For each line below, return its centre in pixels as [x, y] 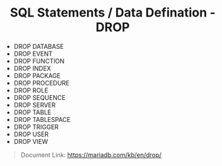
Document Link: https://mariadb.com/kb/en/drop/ [91, 155]
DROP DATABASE [39, 46]
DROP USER [31, 134]
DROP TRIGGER [36, 127]
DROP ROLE [31, 90]
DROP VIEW [31, 141]
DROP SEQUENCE [39, 97]
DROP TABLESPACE [42, 119]
